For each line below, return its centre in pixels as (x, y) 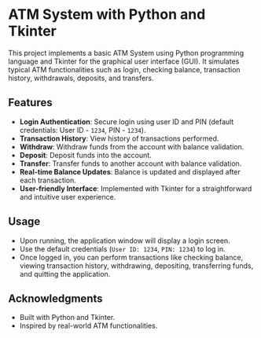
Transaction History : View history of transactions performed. (119, 138)
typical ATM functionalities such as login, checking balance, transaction (125, 69)
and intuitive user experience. (68, 197)
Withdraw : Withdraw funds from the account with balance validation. (132, 146)
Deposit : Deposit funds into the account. (85, 155)
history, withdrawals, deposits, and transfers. (81, 78)
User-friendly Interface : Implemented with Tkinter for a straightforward (136, 188)
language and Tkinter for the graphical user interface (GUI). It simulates (124, 61)
